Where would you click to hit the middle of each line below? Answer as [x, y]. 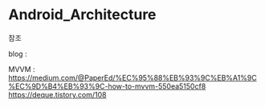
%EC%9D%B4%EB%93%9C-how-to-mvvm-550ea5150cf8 [107, 86]
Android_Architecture [82, 15]
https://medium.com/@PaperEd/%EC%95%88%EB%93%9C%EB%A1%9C [132, 77]
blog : [18, 53]
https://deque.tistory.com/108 [57, 94]
